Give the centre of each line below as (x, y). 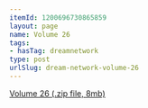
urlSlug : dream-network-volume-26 (74, 68)
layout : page (34, 26)
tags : (19, 43)
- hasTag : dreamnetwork (54, 51)
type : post (30, 59)
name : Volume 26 (40, 34)
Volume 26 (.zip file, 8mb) (57, 93)
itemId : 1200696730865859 (58, 18)
